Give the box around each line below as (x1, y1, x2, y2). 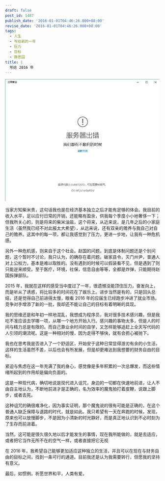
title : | (5, 59, 23, 65)
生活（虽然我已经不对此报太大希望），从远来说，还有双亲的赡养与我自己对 (5, 225, 154, 231)
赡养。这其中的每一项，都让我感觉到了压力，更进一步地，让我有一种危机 (13, 231, 160, 238)
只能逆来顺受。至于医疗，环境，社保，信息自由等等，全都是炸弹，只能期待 (5, 267, 156, 272)
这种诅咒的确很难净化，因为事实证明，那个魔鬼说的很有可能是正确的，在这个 (5, 402, 160, 408)
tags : (5, 28, 16, 34)
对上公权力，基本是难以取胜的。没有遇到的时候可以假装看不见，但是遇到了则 (5, 260, 160, 266)
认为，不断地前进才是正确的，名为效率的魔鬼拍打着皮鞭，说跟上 (22, 386, 151, 392)
